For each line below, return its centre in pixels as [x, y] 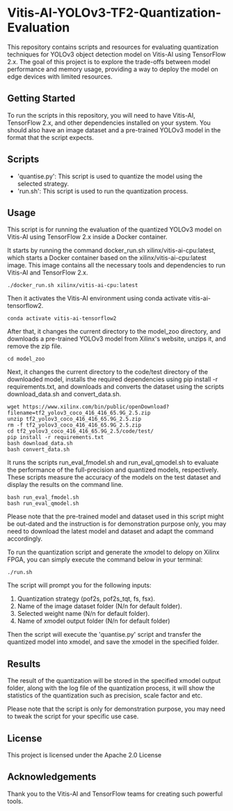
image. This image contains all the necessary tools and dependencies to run [116, 265]
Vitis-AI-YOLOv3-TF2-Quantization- [114, 13]
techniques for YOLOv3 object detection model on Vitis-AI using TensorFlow [116, 54]
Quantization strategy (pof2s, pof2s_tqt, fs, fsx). [86, 599]
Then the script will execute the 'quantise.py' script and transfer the [104, 635]
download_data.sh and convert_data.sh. [64, 394]
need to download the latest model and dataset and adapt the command [111, 532]
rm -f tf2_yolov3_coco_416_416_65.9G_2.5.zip [74, 425]
